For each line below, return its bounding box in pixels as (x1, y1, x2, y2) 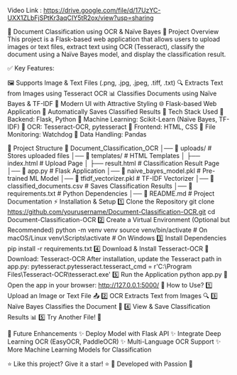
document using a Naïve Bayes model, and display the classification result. (7, 50, 226, 58)
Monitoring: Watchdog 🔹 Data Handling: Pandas (7, 130, 147, 138)
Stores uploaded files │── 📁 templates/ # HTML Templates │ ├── (7, 152, 201, 159)
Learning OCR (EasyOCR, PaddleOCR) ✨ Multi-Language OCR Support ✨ (7, 337, 221, 346)
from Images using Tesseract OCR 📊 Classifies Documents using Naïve (7, 89, 217, 97)
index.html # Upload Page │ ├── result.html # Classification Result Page (7, 159, 220, 167)
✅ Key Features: (7, 64, 55, 72)
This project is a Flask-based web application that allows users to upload (7, 35, 221, 43)
